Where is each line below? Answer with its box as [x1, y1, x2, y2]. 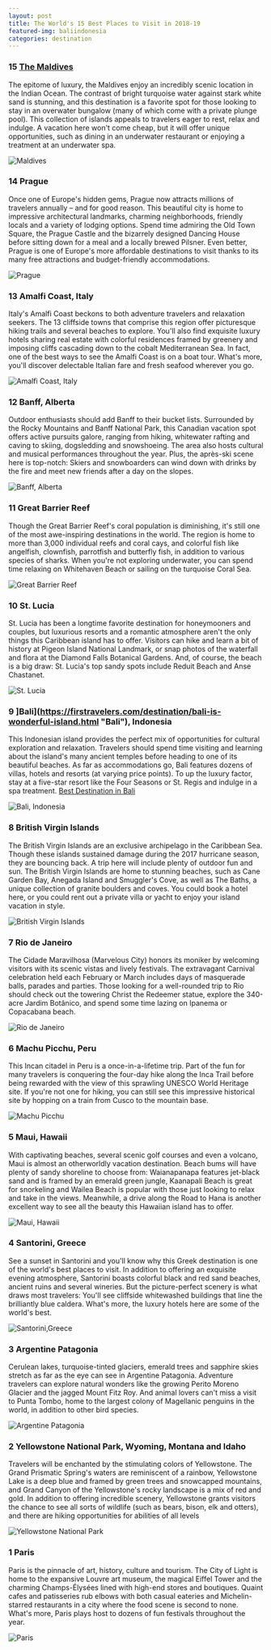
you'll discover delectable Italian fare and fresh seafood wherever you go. [8, 361, 255, 370]
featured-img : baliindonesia [8, 27, 107, 35]
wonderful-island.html [8, 716, 100, 727]
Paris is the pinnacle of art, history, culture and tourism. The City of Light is [8, 1565, 259, 1575]
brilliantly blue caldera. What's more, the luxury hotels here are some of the [8, 1298, 260, 1309]
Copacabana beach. [8, 1007, 76, 1016]
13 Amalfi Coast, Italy [8, 290, 95, 301]
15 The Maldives [8, 62, 74, 73]
